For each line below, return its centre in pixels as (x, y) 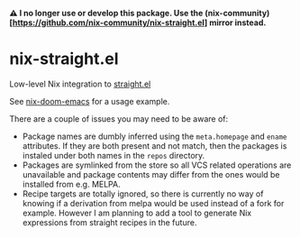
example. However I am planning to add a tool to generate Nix (137, 213)
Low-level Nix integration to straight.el (80, 84)
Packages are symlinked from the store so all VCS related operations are (157, 165)
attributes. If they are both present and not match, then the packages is (155, 146)
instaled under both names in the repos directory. (114, 155)
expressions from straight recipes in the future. (109, 222)
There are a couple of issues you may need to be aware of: (119, 118)
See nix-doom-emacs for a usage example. (90, 101)
